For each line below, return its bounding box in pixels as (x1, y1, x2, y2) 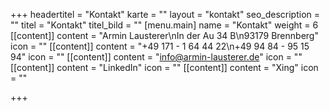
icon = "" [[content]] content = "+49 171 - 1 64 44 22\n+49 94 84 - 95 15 (10, 40, 310, 52)
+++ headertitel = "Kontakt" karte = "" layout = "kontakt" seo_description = (10, 9, 321, 20)
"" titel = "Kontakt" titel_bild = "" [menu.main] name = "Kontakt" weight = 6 (10, 19, 319, 31)
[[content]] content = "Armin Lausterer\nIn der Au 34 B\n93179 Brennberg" (10, 30, 319, 41)
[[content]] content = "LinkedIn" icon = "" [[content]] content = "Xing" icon (10, 62, 319, 73)
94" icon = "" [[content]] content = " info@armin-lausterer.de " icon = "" (10, 51, 303, 63)
